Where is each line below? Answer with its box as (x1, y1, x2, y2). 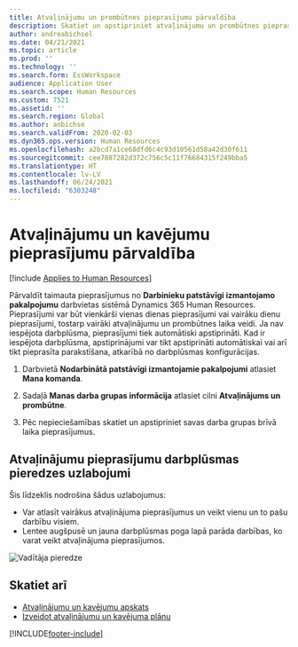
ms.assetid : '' (9, 104, 66, 113)
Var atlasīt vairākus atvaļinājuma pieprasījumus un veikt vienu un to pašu (21, 507, 288, 517)
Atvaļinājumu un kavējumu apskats (21, 601, 149, 612)
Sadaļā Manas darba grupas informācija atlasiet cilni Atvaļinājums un (21, 390, 281, 400)
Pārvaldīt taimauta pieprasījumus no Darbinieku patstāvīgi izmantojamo (9, 289, 276, 300)
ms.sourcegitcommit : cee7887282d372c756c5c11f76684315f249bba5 (9, 153, 248, 162)
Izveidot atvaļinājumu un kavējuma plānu (21, 611, 171, 621)
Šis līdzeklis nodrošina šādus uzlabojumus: (9, 489, 167, 500)
